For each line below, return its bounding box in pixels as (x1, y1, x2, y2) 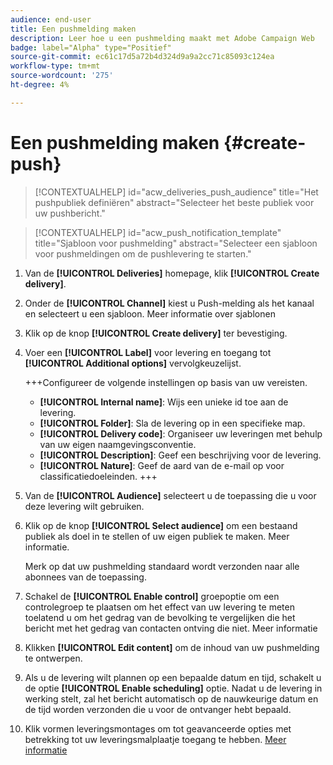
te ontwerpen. (24, 652, 83, 664)
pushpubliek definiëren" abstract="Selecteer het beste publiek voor (34, 196, 315, 208)
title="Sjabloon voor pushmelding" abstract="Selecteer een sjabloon (34, 237, 318, 249)
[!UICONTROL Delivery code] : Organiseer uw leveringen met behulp (39, 427, 323, 440)
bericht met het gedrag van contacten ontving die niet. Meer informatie (24, 622, 318, 634)
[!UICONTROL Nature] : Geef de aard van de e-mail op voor (39, 459, 285, 471)
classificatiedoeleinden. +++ (39, 470, 158, 482)
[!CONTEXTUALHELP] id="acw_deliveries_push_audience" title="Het (34, 186, 319, 198)
